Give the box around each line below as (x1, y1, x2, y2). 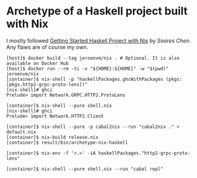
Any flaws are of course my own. (6, 43, 89, 51)
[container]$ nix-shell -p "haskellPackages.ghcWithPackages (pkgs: (6, 76, 182, 82)
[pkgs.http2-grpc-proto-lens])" (6, 81, 88, 87)
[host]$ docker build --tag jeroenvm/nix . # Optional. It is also (6, 55, 180, 61)
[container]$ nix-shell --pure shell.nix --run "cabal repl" (6, 166, 164, 172)
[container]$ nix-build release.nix (6, 134, 98, 140)
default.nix (6, 129, 36, 135)
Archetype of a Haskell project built (6, 4, 188, 18)
